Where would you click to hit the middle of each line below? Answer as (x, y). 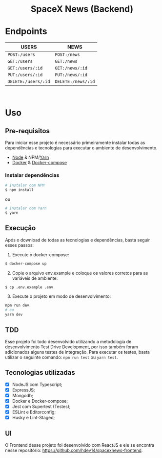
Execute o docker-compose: (40, 254)
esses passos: (20, 245)
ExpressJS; (23, 390)
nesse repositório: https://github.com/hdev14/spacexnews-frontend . (74, 450)
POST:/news (67, 55)
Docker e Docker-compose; (40, 401)
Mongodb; (22, 395)
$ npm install (20, 190)
